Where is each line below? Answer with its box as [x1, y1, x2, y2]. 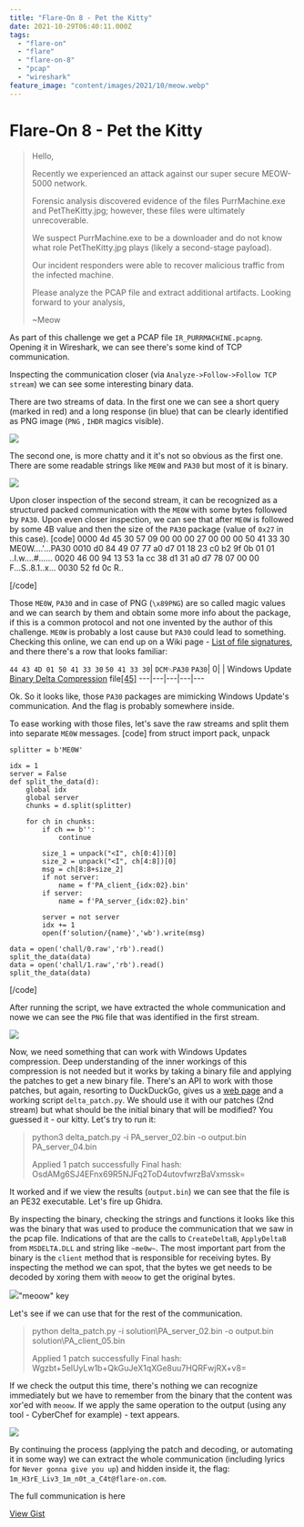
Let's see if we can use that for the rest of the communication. [9, 1308, 243, 1319]
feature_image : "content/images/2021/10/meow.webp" [9, 81, 209, 90]
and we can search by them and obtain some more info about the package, [9, 607, 291, 618]
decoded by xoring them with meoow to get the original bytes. [9, 1271, 236, 1282]
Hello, [31, 150, 55, 161]
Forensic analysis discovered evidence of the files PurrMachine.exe [31, 195, 286, 206]
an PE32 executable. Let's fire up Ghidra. [9, 1196, 164, 1207]
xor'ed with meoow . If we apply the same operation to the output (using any [9, 1399, 287, 1411]
